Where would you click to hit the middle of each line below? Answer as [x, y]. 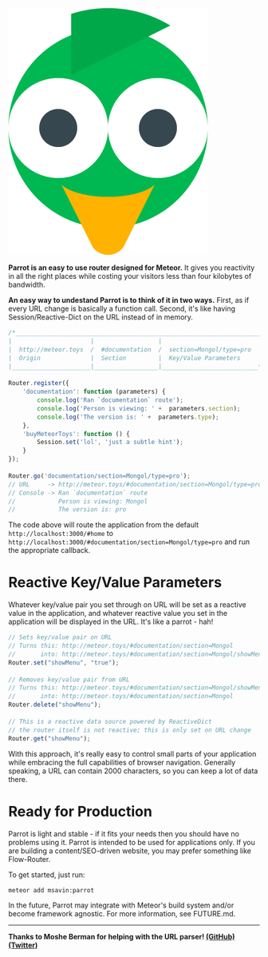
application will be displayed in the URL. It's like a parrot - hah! [111, 621]
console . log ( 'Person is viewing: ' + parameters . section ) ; [139, 408]
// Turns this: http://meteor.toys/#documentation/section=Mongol [121, 646]
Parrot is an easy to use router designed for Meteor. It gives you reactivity [132, 268]
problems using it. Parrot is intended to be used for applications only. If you [132, 842]
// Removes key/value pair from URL [69, 679]
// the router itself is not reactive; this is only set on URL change [130, 730]
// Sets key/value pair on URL [60, 637]
